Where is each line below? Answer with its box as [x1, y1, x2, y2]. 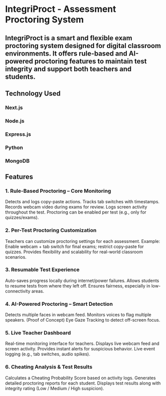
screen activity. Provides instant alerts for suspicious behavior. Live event [5, 346, 155, 352]
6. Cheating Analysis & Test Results [5, 363, 93, 370]
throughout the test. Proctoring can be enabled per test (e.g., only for [5, 209, 147, 215]
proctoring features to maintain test [34, 57, 147, 65]
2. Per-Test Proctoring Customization [5, 227, 97, 234]
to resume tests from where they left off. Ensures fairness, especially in [5, 283, 150, 288]
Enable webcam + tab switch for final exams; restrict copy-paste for [5, 243, 144, 249]
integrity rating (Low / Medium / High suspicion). [5, 385, 104, 391]
